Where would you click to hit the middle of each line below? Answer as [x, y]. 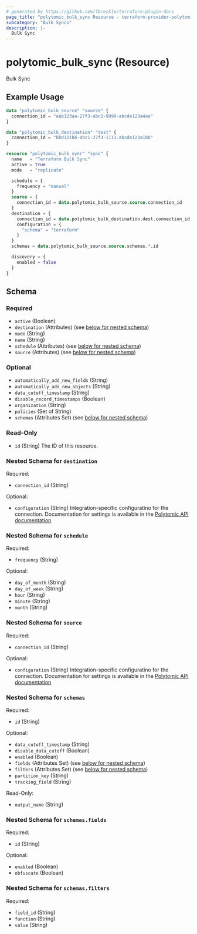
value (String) [31, 925]
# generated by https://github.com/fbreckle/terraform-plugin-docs [90, 11]
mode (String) [30, 334]
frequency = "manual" [43, 186]
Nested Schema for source [44, 623]
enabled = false [37, 262]
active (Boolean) [35, 321]
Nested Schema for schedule [47, 535]
